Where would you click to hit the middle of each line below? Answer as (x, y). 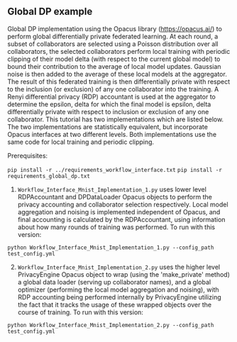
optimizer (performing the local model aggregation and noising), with (118, 289)
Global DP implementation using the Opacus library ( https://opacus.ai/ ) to (115, 28)
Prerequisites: (28, 155)
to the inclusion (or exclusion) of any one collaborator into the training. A (113, 89)
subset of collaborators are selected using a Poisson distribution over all (113, 44)
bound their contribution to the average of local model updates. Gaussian (114, 66)
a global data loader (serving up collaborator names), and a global (114, 282)
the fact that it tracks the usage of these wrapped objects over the (114, 304)
